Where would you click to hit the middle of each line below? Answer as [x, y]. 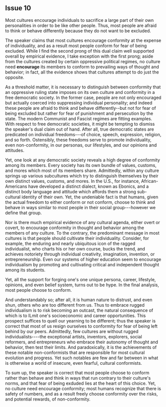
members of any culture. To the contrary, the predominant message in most [82, 233]
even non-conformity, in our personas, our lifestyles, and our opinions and [81, 145]
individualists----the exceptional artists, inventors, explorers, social [74, 336]
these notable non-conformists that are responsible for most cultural [75, 352]
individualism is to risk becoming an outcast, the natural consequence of [79, 310]
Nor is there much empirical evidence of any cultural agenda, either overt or [83, 222]
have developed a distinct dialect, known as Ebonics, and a [88, 186]
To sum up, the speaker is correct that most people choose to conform [77, 373]
